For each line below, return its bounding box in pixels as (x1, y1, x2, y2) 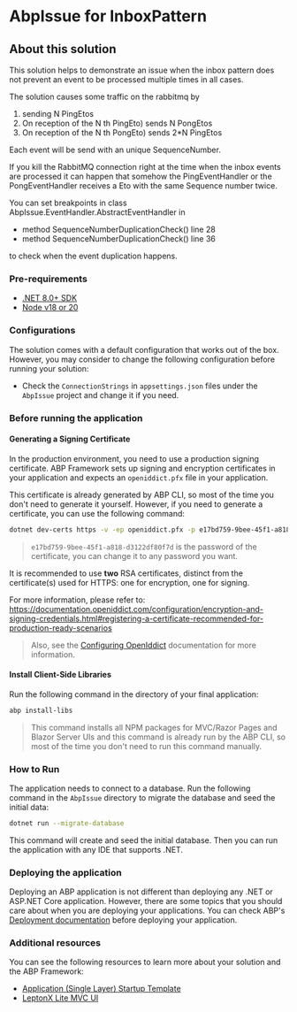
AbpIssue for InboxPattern (9, 6, 208, 27)
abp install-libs (9, 706, 73, 715)
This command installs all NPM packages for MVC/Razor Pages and (30, 722, 278, 732)
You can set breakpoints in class (9, 197, 127, 208)
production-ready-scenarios (9, 622, 112, 633)
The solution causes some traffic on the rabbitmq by (9, 91, 201, 102)
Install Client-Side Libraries (9, 670, 112, 680)
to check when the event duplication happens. (9, 250, 179, 261)
